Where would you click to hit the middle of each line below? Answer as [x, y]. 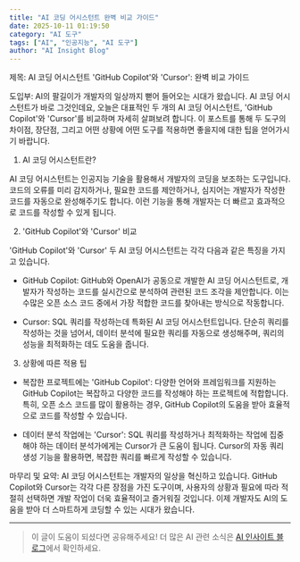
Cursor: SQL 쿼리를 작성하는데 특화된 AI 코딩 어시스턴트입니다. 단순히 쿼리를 [155, 322]
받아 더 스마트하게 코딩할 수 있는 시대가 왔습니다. [110, 509]
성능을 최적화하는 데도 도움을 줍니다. [85, 344]
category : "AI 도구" [46, 34]
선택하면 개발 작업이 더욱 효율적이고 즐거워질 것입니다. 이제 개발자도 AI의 [152, 499]
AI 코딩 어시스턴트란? [59, 160]
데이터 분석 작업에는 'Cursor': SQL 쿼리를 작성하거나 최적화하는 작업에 [145, 435]
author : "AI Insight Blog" [59, 51]
